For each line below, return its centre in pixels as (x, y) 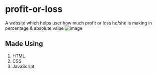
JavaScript (23, 66)
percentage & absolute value (35, 28)
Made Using (24, 44)
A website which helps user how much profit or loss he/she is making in (79, 23)
